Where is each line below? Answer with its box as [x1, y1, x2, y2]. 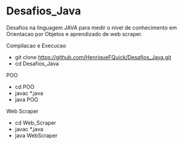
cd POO [14, 83, 35, 90]
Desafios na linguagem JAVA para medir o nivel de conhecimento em [6, 24, 177, 31]
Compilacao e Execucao [6, 42, 67, 49]
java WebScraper [14, 132, 58, 139]
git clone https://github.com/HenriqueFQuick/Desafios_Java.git [14, 53, 172, 61]
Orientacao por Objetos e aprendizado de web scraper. [6, 30, 143, 37]
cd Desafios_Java [14, 60, 59, 67]
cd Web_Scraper [14, 119, 56, 126]
